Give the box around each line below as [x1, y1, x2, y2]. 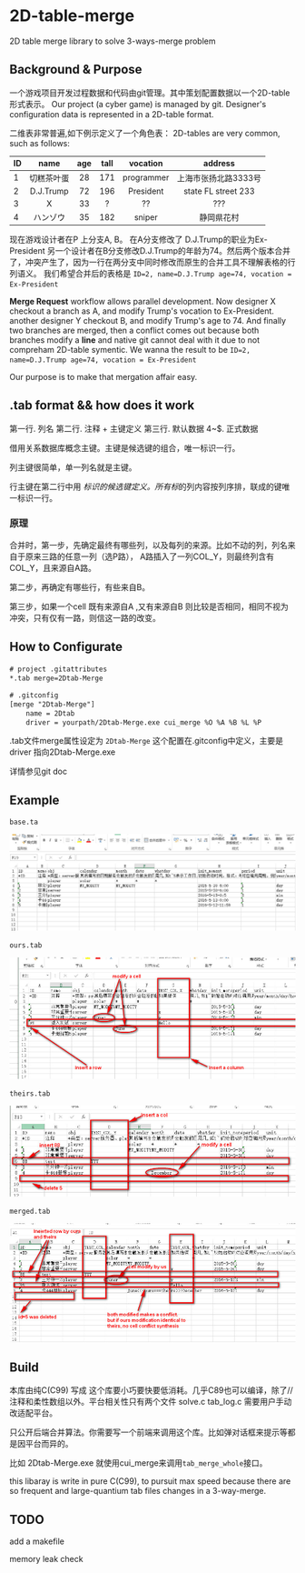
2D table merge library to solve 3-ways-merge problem [9, 35, 216, 46]
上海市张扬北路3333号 [176, 172, 261, 183]
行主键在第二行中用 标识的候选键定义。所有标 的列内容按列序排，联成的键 [9, 481, 282, 492]
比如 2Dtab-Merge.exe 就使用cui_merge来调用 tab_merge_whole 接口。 [9, 1458, 268, 1468]
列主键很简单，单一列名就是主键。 [9, 461, 137, 473]
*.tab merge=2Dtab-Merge [9, 674, 103, 683]
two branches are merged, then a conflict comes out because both [9, 325, 260, 336]
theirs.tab [9, 1088, 51, 1098]
